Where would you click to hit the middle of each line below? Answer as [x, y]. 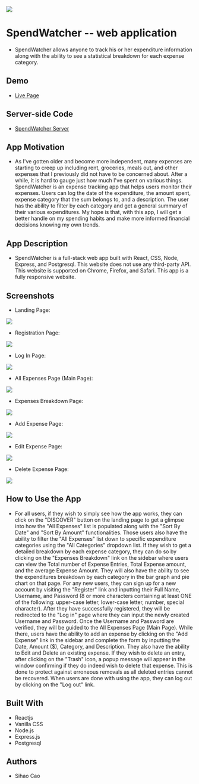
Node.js [24, 730]
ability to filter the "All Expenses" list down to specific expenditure [95, 538]
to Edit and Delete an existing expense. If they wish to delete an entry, [100, 653]
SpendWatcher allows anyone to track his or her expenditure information [104, 49]
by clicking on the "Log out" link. [55, 684]
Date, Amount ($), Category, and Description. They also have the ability [102, 646]
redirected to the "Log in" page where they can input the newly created [102, 615]
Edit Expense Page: [38, 446]
